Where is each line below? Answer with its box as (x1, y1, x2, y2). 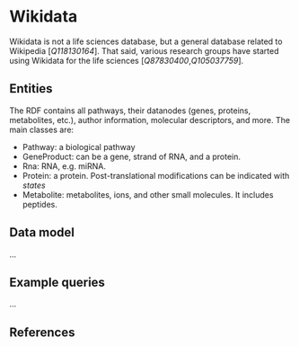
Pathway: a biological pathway (22, 141, 136, 152)
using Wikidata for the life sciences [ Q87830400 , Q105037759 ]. (9, 55, 244, 66)
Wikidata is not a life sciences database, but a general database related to (9, 36, 283, 47)
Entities (9, 81, 53, 96)
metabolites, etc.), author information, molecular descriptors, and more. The (9, 114, 290, 125)
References (9, 324, 75, 340)
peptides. (22, 199, 58, 209)
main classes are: (9, 124, 75, 135)
